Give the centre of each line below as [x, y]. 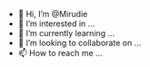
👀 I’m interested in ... [56, 24]
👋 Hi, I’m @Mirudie [53, 14]
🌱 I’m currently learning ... [66, 33]
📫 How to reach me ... [60, 53]
